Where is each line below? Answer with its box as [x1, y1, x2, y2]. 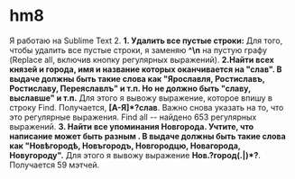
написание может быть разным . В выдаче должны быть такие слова [9, 130, 286, 141]
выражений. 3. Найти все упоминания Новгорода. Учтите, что [9, 121, 254, 131]
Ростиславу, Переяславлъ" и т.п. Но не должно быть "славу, [9, 83, 251, 94]
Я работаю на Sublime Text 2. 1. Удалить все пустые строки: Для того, [9, 35, 283, 46]
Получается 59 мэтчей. [9, 159, 100, 170]
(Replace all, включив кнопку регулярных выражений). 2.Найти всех [9, 54, 275, 65]
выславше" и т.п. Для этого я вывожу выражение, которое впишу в [9, 92, 273, 103]
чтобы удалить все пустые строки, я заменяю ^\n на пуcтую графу [9, 44, 268, 55]
